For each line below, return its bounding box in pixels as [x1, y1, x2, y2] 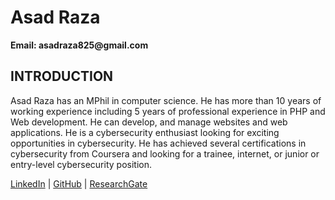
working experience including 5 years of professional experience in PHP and [10, 105, 326, 117]
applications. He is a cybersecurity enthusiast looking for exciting [10, 126, 280, 138]
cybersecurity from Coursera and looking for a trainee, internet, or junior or [10, 147, 320, 160]
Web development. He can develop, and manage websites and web [10, 116, 288, 128]
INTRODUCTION [10, 68, 114, 85]
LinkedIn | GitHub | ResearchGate [10, 177, 148, 190]
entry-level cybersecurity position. [10, 158, 152, 170]
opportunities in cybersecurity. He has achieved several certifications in [10, 137, 307, 149]
